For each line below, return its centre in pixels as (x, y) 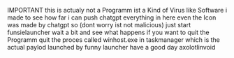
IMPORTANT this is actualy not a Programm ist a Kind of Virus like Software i (117, 10)
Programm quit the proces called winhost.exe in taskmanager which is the (114, 40)
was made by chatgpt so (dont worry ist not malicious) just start (99, 25)
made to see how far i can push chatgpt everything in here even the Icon (112, 17)
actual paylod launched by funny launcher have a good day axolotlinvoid (111, 47)
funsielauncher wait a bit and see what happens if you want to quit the (108, 32)
